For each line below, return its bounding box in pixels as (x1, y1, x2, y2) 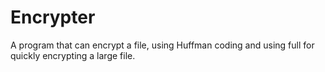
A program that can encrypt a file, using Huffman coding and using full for (10, 39, 315, 51)
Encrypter (10, 6, 96, 29)
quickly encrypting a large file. (10, 49, 136, 61)
